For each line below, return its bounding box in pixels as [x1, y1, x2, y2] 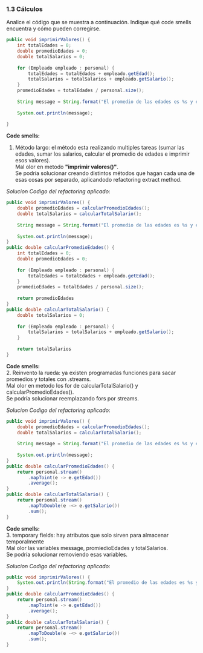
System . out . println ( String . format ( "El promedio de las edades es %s [17, 580, 193, 586]
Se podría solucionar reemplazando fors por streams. [6, 394, 139, 402]
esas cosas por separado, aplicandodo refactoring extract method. [14, 176, 182, 184]
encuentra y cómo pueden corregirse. [6, 25, 101, 32]
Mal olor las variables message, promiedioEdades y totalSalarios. [6, 544, 168, 551]
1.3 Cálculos [6, 5, 43, 13]
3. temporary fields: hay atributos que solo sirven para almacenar [6, 531, 169, 539]
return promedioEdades [17, 296, 74, 302]
